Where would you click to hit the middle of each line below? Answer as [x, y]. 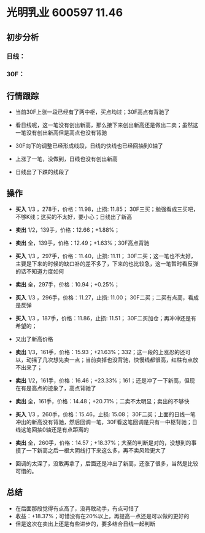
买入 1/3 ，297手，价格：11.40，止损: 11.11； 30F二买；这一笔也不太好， [106, 256]
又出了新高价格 [34, 339]
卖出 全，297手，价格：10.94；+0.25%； [67, 285]
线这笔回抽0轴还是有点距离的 [52, 430]
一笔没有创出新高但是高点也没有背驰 [61, 133]
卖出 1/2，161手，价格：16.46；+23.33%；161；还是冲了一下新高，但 [102, 381]
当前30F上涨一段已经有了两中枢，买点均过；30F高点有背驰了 [92, 112]
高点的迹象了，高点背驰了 [64, 389]
